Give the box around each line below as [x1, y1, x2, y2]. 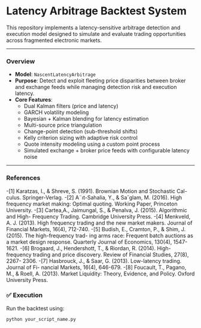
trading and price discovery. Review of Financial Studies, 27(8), [32, 251, 189, 258]
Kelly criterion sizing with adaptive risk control [23, 134, 138, 142]
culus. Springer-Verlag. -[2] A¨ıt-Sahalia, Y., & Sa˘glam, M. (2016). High [6, 194, 182, 201]
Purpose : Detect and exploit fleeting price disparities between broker [14, 77, 187, 84]
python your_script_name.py [6, 316, 77, 322]
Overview [6, 57, 35, 65]
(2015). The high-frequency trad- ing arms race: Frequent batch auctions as [6, 232, 193, 239]
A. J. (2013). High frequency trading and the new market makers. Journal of [6, 219, 193, 226]
